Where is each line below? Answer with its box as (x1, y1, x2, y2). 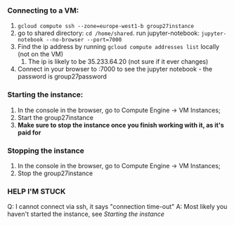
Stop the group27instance (17, 169, 93, 177)
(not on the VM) (17, 50, 64, 58)
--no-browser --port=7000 (46, 36, 122, 43)
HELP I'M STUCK (7, 186, 66, 196)
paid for (17, 128, 41, 137)
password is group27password (17, 72, 108, 81)
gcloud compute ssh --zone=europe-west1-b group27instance (17, 23, 195, 30)
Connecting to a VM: (7, 6, 79, 15)
